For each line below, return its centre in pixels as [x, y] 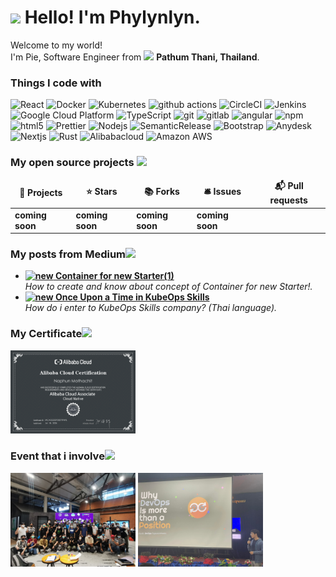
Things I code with [56, 83]
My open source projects [72, 163]
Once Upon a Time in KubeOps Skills [132, 297]
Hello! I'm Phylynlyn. [112, 17]
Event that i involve [57, 456]
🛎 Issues [222, 191]
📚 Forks [162, 191]
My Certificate [46, 334]
